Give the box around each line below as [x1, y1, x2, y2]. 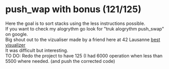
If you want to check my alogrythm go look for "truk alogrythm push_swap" [5, 25, 164, 31]
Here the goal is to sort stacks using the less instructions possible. [5, 20, 145, 26]
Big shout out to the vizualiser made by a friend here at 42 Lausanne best [5, 37, 160, 43]
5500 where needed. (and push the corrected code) [5, 58, 115, 64]
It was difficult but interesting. [5, 47, 68, 53]
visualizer [5, 42, 26, 48]
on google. [5, 31, 28, 37]
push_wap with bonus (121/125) [5, 4, 142, 15]
